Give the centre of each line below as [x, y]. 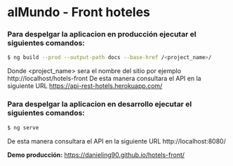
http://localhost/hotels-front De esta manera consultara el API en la [104, 79]
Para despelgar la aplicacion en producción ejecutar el [102, 34]
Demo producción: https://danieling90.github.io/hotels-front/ [96, 155]
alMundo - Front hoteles [79, 12]
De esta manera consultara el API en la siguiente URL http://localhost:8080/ [116, 141]
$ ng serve [23, 127]
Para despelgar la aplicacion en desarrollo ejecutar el [100, 104]
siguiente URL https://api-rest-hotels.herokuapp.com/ [85, 86]
